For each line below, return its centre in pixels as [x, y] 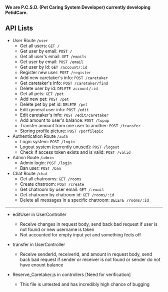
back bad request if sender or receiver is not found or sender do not [90, 259]
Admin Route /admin [33, 157]
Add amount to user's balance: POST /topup [64, 120]
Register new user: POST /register [55, 72]
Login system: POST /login [47, 141]
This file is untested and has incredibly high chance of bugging [85, 284]
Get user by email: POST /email [51, 62]
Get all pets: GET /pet [42, 93]
